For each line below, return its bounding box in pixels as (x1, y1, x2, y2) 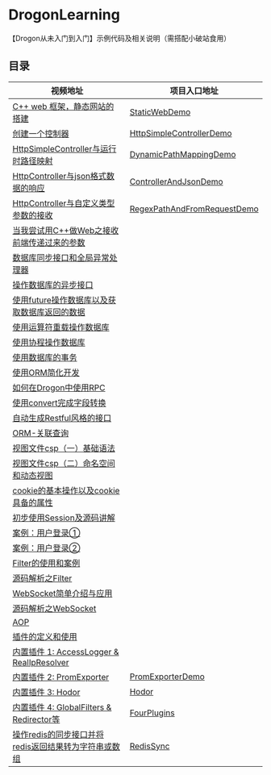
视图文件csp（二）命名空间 (12, 457, 115, 469)
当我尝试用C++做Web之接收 (12, 224, 119, 235)
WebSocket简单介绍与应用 (12, 587, 113, 598)
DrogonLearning (8, 6, 121, 24)
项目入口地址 (169, 85, 219, 96)
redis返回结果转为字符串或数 (12, 740, 121, 752)
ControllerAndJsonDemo (129, 176, 223, 187)
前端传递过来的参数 (12, 236, 86, 248)
